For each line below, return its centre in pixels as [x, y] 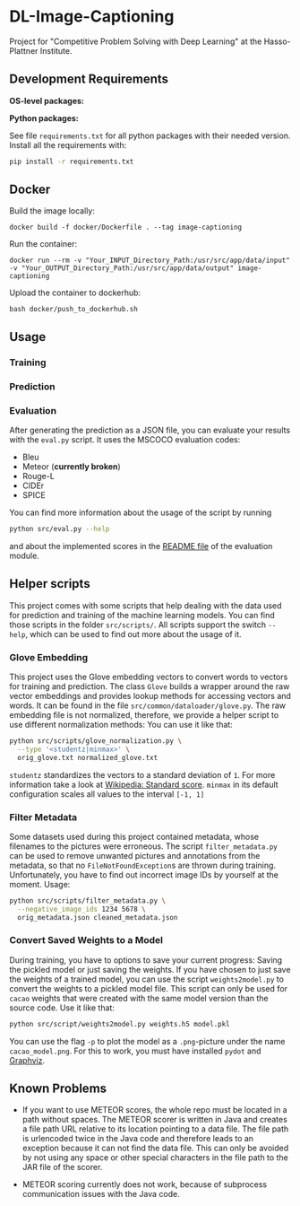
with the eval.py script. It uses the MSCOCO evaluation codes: [125, 439]
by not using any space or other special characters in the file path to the [155, 1158]
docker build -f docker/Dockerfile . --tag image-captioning [126, 227]
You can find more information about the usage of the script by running [141, 512]
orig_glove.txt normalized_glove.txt [88, 757]
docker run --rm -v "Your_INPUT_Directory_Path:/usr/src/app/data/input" [150, 261]
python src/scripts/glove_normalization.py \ [95, 741]
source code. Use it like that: [62, 1008]
